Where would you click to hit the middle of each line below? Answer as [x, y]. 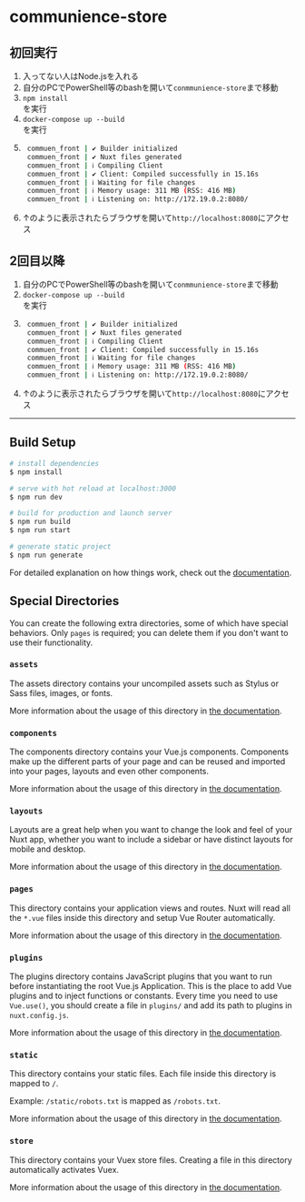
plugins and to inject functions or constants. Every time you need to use [144, 996]
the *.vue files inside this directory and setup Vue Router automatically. [143, 917]
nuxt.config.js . [39, 1015]
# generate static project [60, 547]
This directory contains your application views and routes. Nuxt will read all [150, 908]
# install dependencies [54, 463]
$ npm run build [40, 522]
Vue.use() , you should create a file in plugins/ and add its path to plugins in [151, 1005]
